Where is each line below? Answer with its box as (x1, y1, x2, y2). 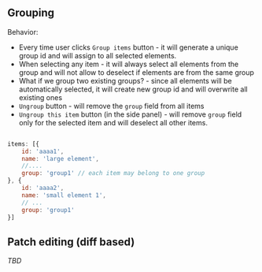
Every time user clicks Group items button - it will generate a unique (18, 43, 239, 52)
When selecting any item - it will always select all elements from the (18, 59, 239, 69)
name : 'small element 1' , (21, 191, 107, 199)
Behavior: (7, 27, 39, 36)
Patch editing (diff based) (7, 235, 135, 248)
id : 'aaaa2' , (21, 184, 65, 192)
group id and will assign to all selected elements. (18, 50, 177, 60)
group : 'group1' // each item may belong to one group (21, 170, 205, 177)
